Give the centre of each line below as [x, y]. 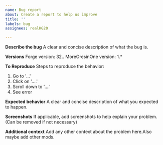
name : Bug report [23, 10]
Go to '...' [22, 76]
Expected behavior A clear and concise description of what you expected [82, 102]
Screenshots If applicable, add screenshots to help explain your [71, 117]
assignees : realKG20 [27, 28]
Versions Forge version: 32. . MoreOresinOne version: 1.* [64, 57]
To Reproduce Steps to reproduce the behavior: [55, 66]
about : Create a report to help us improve [51, 14]
